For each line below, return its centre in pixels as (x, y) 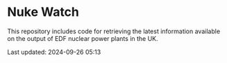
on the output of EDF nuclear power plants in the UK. (83, 38)
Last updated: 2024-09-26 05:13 (54, 52)
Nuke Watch (43, 12)
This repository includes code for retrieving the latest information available (114, 31)
